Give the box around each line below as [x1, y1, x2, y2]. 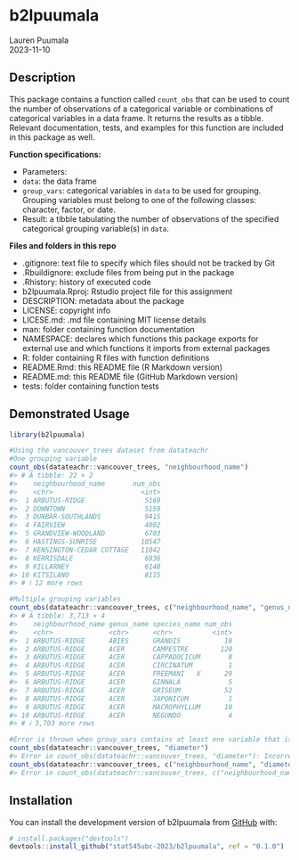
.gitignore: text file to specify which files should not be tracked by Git [21, 258, 276, 268]
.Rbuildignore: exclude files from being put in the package [21, 266, 235, 277]
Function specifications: [9, 149, 101, 160]
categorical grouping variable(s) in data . [21, 223, 169, 233]
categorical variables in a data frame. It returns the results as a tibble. [9, 112, 264, 123]
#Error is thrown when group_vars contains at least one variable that [9, 735, 280, 744]
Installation [9, 793, 73, 808]
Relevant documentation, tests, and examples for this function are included [9, 122, 285, 133]
